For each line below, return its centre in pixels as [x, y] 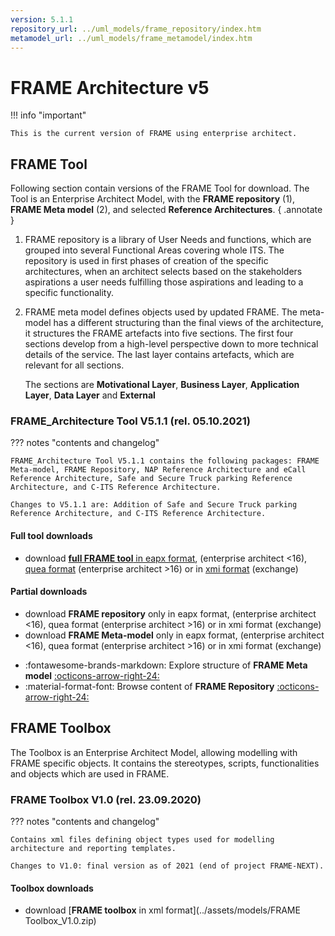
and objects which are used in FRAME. [90, 773]
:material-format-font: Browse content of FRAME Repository [149, 686]
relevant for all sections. [74, 365]
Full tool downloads [51, 536]
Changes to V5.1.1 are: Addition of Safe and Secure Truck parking [154, 505]
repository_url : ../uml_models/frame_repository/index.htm [136, 29]
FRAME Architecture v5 [110, 87]
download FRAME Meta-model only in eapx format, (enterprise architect [174, 635]
